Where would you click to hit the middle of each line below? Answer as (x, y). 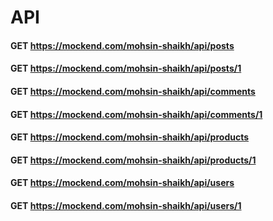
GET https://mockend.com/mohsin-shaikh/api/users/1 (126, 205)
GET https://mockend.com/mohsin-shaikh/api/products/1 (133, 160)
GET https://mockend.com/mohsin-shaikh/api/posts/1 (126, 68)
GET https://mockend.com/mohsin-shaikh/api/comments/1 (136, 114)
